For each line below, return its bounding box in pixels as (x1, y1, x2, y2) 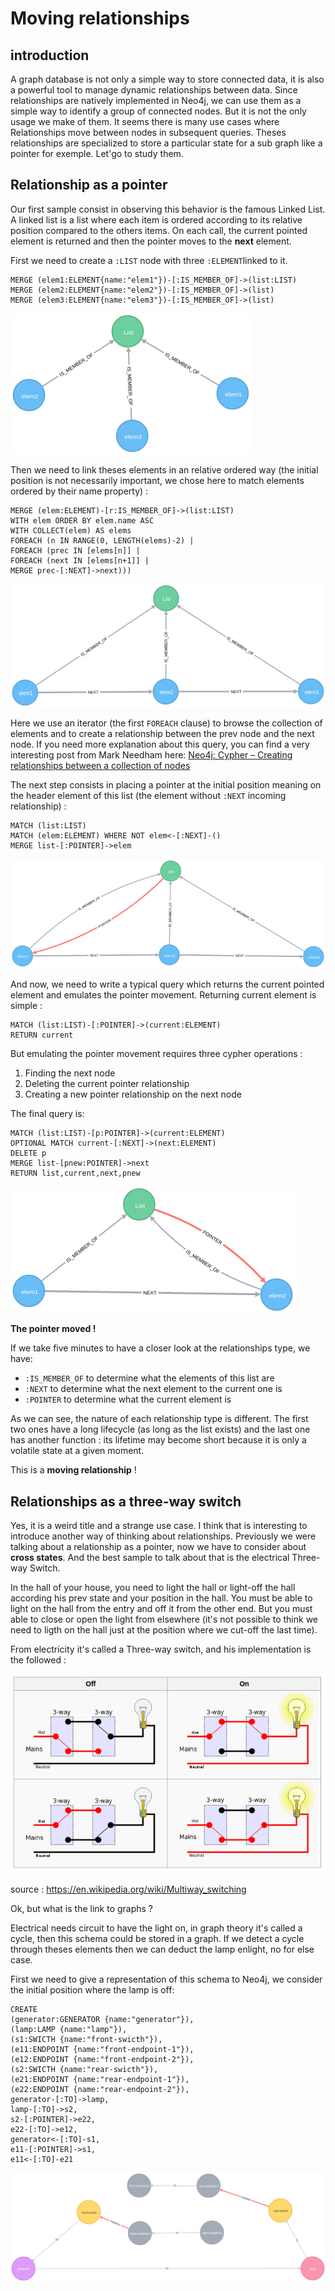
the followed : (10, 1654, 67, 1666)
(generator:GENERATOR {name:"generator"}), (10, 2015, 195, 2025)
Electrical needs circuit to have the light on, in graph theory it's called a (10, 1922, 303, 1934)
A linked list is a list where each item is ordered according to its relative (10, 213, 303, 226)
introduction (10, 47, 90, 64)
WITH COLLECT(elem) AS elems (10, 525, 132, 536)
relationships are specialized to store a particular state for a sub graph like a (10, 137, 323, 149)
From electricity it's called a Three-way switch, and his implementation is (10, 1643, 312, 1656)
